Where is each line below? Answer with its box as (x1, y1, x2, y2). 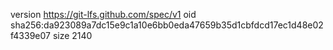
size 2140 (52, 30, 93, 41)
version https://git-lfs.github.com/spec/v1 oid (10, 9, 197, 20)
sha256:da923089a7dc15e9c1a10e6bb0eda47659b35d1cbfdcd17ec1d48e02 (10, 19, 324, 31)
